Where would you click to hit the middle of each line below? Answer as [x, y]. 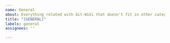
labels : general [22, 24]
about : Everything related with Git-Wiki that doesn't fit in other [79, 14]
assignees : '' [20, 28]
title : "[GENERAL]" [26, 19]
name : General [20, 10]
